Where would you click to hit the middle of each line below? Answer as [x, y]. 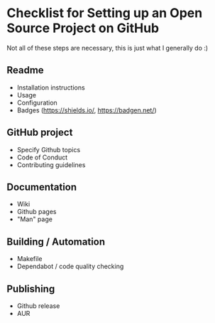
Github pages [37, 212]
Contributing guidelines [51, 164]
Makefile [29, 259]
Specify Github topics [49, 149]
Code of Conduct [42, 157]
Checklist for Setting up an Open [105, 13]
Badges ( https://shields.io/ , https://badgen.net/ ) [87, 110]
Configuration [37, 102]
